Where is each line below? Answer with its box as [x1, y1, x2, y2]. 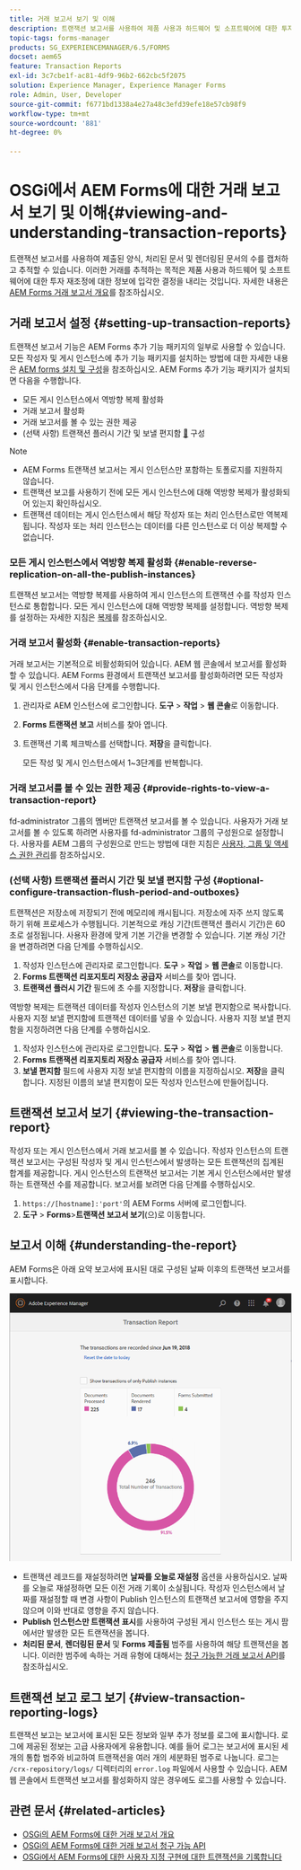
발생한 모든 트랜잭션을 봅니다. [46, 1627, 150, 1638]
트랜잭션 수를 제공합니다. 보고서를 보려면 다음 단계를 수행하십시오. [25, 1178, 255, 1189]
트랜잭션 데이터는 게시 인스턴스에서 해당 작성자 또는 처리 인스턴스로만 [21, 508, 264, 520]
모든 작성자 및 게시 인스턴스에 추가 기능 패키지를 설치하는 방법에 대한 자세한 [9, 352, 272, 363]
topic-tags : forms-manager [9, 33, 110, 42]
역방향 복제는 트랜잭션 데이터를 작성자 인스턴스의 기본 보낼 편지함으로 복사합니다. [9, 1001, 292, 1012]
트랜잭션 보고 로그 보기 [9, 1689, 127, 1706]
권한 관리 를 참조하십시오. [18, 849, 106, 860]
